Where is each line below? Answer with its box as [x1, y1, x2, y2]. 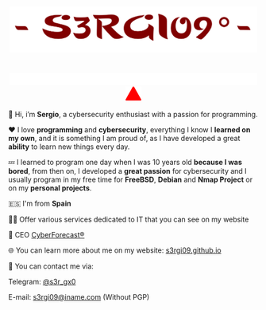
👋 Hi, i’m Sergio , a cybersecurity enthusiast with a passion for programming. [8, 110, 258, 120]
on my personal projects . [8, 183, 92, 193]
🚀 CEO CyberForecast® [8, 230, 85, 240]
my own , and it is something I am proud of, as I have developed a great [8, 134, 241, 143]
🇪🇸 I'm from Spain [8, 198, 71, 209]
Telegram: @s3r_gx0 [8, 277, 76, 287]
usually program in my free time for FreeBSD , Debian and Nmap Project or [8, 175, 253, 185]
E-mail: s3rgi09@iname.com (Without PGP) [8, 292, 150, 302]
